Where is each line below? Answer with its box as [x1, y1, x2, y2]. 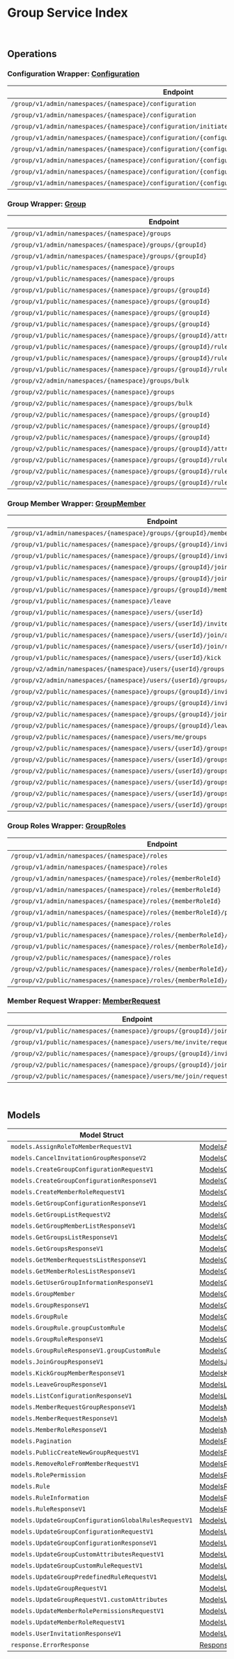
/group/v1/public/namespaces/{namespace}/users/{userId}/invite [10, 620, 228, 628]
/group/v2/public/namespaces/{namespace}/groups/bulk [10, 399, 193, 407]
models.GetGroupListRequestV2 [10, 1210, 111, 1219]
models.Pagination [10, 1437, 72, 1445]
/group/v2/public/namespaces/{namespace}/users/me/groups [10, 733, 208, 741]
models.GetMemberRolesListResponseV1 [10, 1267, 136, 1275]
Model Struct [79, 1130, 124, 1140]
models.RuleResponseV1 [10, 1505, 86, 1513]
